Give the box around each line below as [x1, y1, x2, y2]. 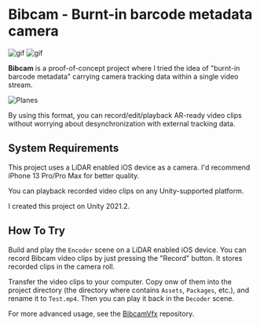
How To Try [8, 224, 65, 237]
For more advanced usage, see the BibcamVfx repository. [8, 309, 195, 318]
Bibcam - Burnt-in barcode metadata [8, 5, 253, 24]
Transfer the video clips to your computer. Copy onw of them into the [8, 277, 232, 286]
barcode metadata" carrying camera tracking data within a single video [8, 71, 239, 81]
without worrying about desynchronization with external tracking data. [8, 119, 236, 128]
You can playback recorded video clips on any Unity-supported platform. [8, 186, 244, 196]
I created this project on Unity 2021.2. [8, 201, 130, 211]
